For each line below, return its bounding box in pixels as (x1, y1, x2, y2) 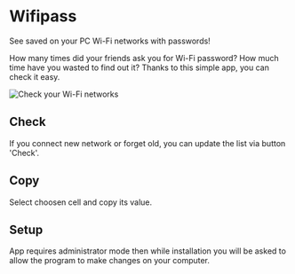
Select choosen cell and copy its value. (9, 197, 153, 207)
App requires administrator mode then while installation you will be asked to (9, 246, 287, 256)
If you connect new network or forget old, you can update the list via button (9, 137, 286, 148)
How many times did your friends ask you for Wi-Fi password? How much (9, 52, 280, 63)
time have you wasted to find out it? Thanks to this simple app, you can (9, 62, 269, 73)
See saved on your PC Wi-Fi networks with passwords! (9, 35, 211, 46)
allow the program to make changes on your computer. (9, 255, 211, 266)
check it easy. (9, 71, 60, 82)
